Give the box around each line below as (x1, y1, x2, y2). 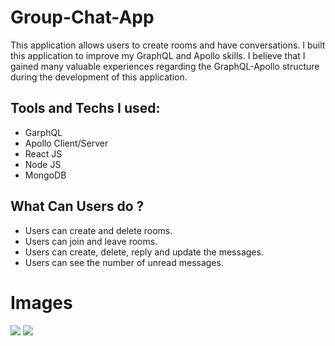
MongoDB (24, 169, 67, 181)
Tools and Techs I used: (10, 100, 161, 117)
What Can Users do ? (10, 198, 145, 215)
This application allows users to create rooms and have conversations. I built (10, 39, 326, 51)
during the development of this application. (10, 71, 188, 83)
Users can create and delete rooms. (24, 224, 173, 236)
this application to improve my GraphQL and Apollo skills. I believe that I (10, 49, 306, 61)
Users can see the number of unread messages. (24, 256, 224, 268)
